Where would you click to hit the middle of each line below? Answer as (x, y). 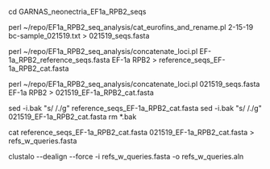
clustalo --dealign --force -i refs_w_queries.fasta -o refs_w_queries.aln (126, 157)
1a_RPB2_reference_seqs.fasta (59, 60)
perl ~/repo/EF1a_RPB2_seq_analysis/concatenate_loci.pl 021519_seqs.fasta (134, 84)
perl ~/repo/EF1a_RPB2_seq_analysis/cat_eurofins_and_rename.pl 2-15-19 (131, 27)
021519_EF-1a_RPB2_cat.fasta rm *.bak (73, 117)
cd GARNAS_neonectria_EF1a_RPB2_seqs (77, 12)
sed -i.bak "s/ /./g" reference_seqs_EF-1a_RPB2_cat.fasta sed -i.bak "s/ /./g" (135, 108)
